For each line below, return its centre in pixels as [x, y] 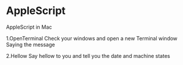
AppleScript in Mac [29, 27]
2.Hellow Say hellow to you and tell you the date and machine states [88, 56]
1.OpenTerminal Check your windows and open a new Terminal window [92, 38]
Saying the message [31, 45]
